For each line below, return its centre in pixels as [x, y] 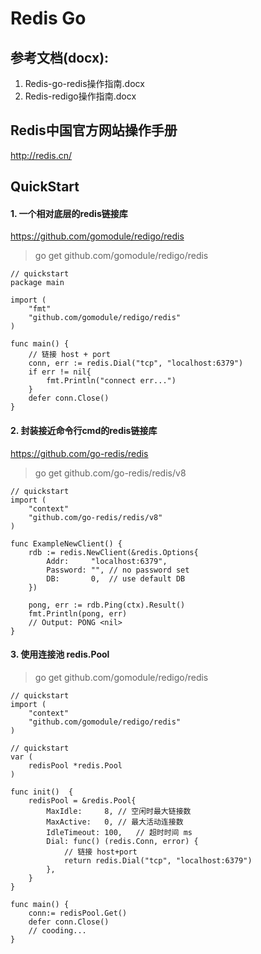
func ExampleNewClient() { [66, 543]
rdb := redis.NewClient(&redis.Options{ [113, 552]
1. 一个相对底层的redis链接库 [69, 213]
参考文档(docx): [60, 57]
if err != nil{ [60, 372]
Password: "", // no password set [118, 570]
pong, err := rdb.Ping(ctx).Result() [107, 605]
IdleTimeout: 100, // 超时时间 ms [119, 832]
